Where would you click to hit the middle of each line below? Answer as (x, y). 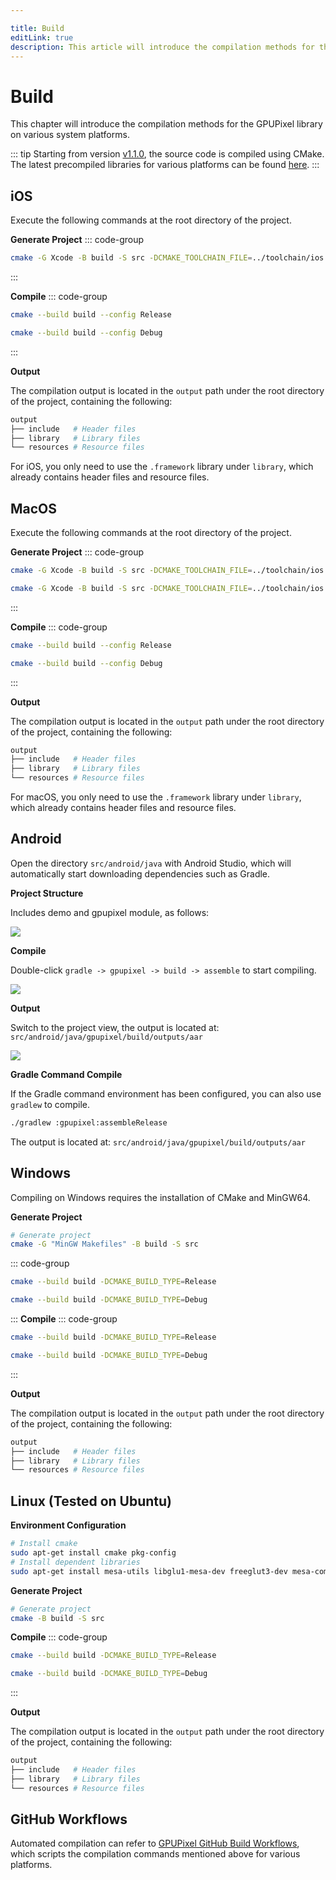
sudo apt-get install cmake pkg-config (93, 1553)
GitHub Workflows (69, 1819)
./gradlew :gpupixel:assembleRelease (89, 1122)
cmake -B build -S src (57, 1618)
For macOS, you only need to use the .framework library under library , (156, 797)
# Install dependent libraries (75, 1562)
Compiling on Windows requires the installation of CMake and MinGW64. (160, 1197)
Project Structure (47, 893)
